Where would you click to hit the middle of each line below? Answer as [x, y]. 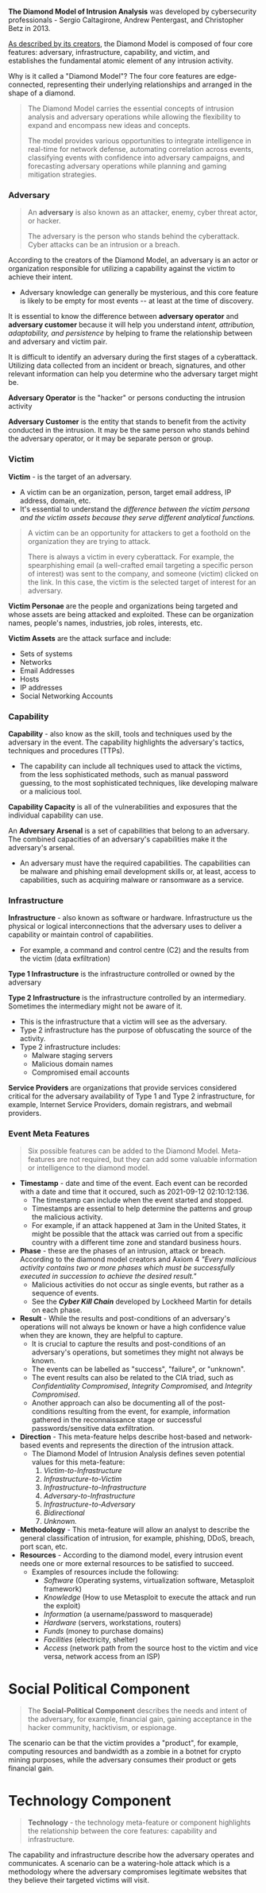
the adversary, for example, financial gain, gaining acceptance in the [140, 1719]
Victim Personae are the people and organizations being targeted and [123, 606]
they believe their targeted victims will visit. [79, 1880]
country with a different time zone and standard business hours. [137, 1242]
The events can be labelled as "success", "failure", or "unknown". [139, 1369]
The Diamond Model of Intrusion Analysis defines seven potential [138, 1454]
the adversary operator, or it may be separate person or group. [111, 439]
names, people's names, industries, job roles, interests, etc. [106, 623]
